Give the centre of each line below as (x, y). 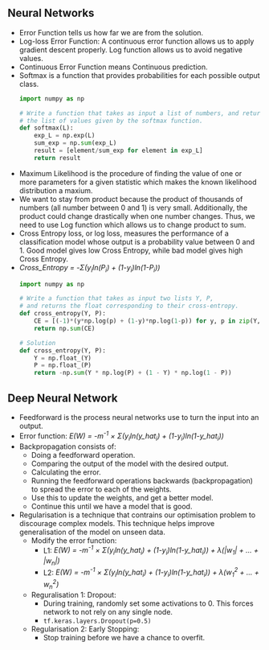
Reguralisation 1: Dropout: (74, 594)
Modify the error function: (74, 540)
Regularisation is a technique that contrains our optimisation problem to (137, 515)
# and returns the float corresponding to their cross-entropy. (129, 306)
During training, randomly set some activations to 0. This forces (148, 603)
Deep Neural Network (63, 398)
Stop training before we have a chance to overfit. (124, 637)
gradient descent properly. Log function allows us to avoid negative (130, 49)
